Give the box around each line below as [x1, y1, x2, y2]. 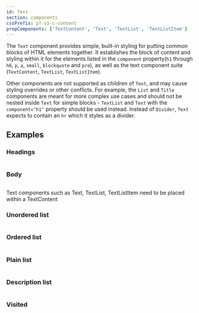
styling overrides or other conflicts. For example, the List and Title [6, 86, 175, 94]
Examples [6, 130, 44, 140]
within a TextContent [6, 196, 58, 203]
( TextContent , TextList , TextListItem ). [6, 68, 102, 76]
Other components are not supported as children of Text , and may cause [6, 80, 188, 87]
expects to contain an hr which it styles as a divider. [6, 112, 136, 119]
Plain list [6, 255, 32, 264]
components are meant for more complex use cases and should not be [6, 93, 182, 100]
